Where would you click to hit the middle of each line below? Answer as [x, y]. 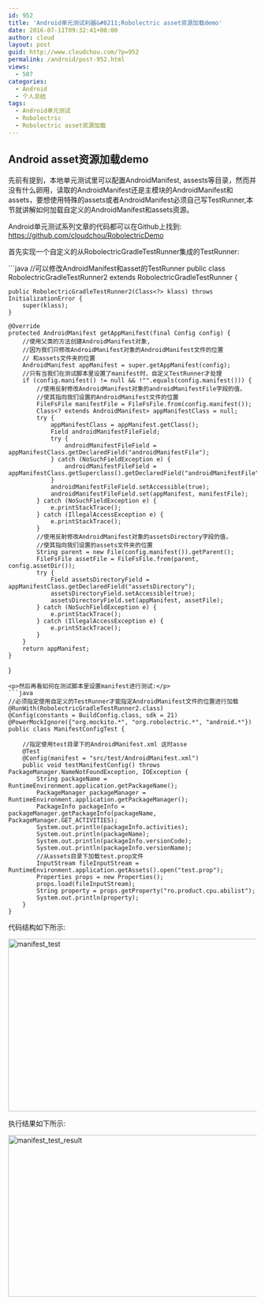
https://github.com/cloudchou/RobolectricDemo [86, 235]
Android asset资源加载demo [78, 160]
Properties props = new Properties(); [100, 877]
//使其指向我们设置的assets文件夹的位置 [95, 545]
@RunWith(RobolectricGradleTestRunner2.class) [86, 708]
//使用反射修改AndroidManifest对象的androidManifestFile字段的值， [141, 389]
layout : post [30, 45]
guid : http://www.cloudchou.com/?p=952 [74, 52]
